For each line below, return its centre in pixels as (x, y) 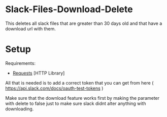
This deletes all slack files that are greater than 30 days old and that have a (84, 23)
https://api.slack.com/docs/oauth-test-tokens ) (54, 88)
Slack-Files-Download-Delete (69, 9)
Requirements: (20, 63)
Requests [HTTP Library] (39, 73)
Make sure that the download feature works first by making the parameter (82, 98)
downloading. (20, 109)
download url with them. (30, 28)
